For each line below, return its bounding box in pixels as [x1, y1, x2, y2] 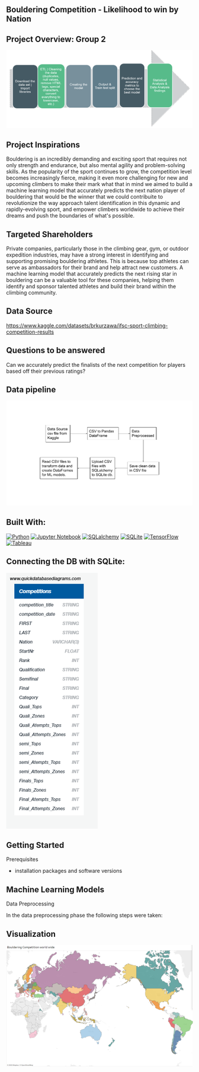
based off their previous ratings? [6, 367, 86, 375]
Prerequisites [6, 856, 38, 863]
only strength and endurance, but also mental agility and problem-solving [6, 162, 185, 169]
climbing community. [6, 289, 57, 296]
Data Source [6, 306, 53, 316]
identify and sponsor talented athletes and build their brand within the [6, 283, 176, 290]
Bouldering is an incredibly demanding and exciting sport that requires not [6, 155, 187, 162]
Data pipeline [6, 385, 56, 395]
